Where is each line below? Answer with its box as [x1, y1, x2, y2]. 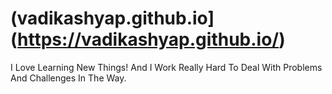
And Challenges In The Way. [10, 72, 127, 84]
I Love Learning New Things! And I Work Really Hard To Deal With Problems [10, 61, 323, 73]
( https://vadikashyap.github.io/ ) [10, 28, 286, 51]
